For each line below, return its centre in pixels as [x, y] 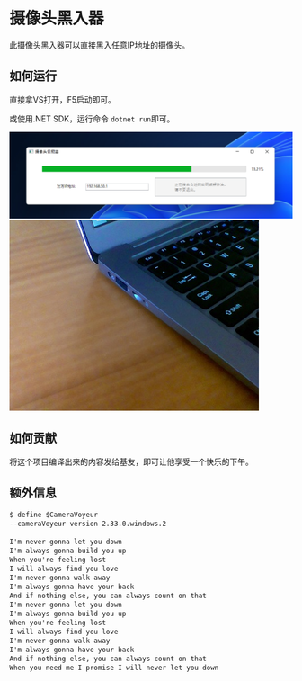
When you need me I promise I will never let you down [114, 668]
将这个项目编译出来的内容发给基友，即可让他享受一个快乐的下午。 [131, 461]
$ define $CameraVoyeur [54, 515]
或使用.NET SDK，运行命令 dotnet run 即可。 [92, 119]
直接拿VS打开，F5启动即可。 [63, 99]
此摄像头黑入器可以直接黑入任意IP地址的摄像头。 [100, 45]
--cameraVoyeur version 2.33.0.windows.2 [88, 524]
